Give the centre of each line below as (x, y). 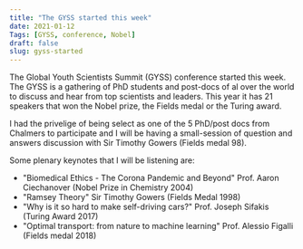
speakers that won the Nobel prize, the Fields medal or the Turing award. (146, 106)
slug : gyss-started (46, 52)
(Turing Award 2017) (60, 216)
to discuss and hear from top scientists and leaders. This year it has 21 (142, 97)
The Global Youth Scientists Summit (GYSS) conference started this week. (148, 77)
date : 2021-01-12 (42, 26)
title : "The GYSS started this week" (81, 18)
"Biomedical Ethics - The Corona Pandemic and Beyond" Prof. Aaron (151, 178)
